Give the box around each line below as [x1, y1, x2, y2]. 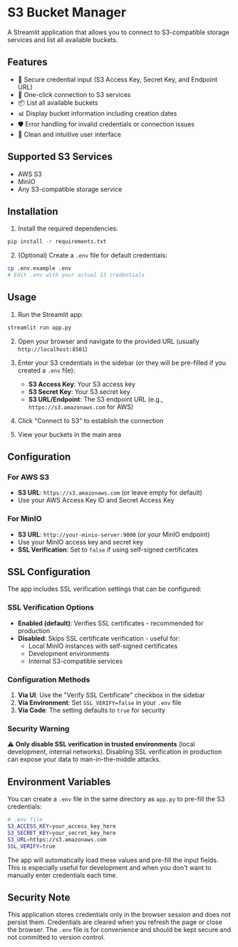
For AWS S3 [7, 472, 50, 482]
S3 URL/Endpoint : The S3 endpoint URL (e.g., [28, 395, 164, 403]
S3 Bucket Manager [7, 4, 127, 21]
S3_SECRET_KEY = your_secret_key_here [7, 829, 116, 836]
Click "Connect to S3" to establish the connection [17, 416, 164, 425]
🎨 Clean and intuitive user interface [17, 130, 121, 138]
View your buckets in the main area [17, 430, 122, 439]
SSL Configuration [7, 566, 91, 578]
